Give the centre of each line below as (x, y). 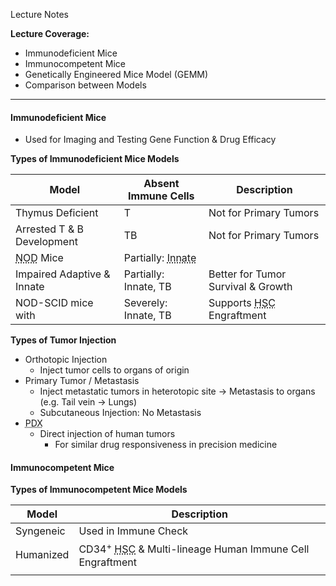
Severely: (145, 303)
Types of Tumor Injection (63, 340)
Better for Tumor (247, 274)
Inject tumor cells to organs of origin (114, 370)
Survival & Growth (250, 287)
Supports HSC (242, 303)
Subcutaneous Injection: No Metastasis (120, 413)
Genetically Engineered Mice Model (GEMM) (116, 74)
